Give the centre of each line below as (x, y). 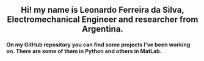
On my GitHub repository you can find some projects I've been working (98, 45)
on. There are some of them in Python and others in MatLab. (84, 51)
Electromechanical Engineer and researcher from (103, 20)
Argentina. (103, 29)
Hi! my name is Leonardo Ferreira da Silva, (103, 10)
